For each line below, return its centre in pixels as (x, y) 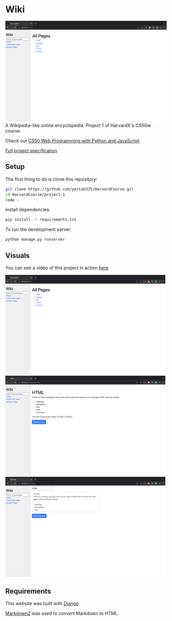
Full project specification (31, 151)
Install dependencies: (28, 210)
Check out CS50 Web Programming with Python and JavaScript (72, 141)
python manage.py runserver (35, 240)
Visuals (17, 255)
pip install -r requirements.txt (41, 220)
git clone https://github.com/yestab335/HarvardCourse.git (70, 189)
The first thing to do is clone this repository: (51, 179)
